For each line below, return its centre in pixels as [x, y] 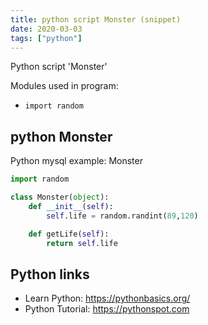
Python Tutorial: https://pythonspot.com [107, 309]
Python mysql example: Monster [76, 161]
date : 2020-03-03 [46, 29]
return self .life [82, 243]
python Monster [61, 136]
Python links [50, 274]
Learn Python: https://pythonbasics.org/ [107, 298]
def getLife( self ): [69, 234]
